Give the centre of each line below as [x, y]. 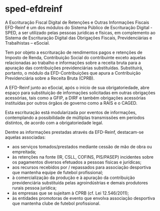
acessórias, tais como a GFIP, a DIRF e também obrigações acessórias [76, 97]
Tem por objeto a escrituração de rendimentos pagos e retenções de [74, 52]
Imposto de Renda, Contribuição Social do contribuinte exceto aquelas [75, 57]
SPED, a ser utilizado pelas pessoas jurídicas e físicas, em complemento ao [80, 32]
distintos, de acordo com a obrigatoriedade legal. [54, 123]
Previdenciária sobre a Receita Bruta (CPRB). [50, 78]
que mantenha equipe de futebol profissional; [57, 172]
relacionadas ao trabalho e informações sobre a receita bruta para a [73, 63]
